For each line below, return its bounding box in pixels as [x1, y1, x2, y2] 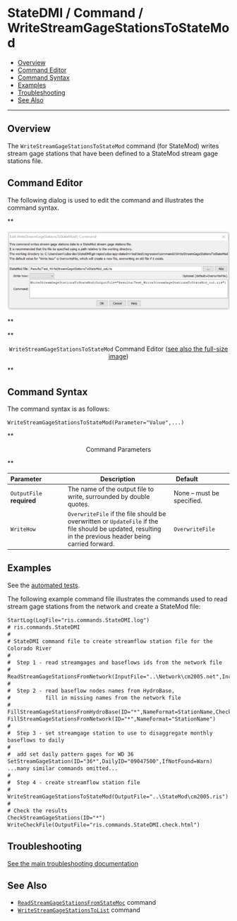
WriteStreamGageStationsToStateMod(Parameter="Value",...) [7, 419, 185, 426]
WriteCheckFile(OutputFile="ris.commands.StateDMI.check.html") [7, 821, 200, 829]
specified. [174, 496, 203, 505]
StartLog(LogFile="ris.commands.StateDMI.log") [7, 616, 150, 624]
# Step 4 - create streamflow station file [7, 778, 140, 786]
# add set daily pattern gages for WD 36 [7, 750, 134, 758]
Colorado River [7, 644, 52, 652]
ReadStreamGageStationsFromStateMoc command [17, 898, 157, 907]
